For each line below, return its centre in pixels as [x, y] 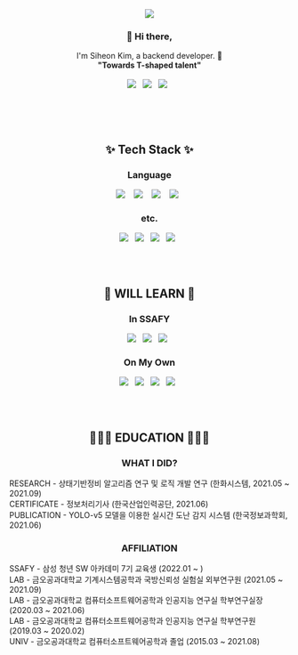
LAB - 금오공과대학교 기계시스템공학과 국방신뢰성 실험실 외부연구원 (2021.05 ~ [146, 580]
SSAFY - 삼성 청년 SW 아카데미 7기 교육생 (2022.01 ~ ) [106, 569]
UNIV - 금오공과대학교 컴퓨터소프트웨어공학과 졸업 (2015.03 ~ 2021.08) [135, 642]
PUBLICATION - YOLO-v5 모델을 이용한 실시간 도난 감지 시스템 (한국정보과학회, [149, 514]
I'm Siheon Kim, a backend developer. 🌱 [149, 56]
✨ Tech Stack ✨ [149, 149]
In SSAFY [149, 319]
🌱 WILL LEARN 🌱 [149, 293]
